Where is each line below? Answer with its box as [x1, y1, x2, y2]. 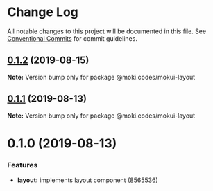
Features [7, 160, 38, 170]
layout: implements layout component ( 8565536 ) [17, 176, 158, 184]
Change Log [7, 4, 78, 20]
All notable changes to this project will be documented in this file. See [7, 27, 207, 35]
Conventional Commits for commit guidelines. [7, 34, 137, 42]
